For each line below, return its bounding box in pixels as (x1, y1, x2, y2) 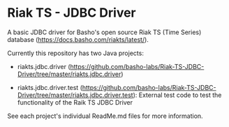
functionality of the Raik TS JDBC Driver (17, 98, 133, 106)
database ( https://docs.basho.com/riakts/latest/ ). (7, 35, 149, 43)
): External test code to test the (133, 91, 222, 99)
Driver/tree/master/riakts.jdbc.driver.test (17, 91, 134, 99)
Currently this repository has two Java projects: (7, 49, 145, 57)
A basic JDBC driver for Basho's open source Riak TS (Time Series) (7, 28, 202, 36)
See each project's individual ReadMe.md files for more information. (7, 112, 204, 120)
